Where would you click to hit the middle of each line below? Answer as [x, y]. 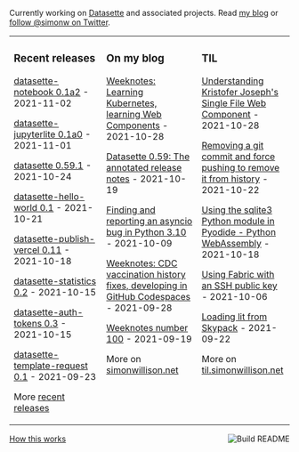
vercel [27, 250]
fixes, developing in [147, 286]
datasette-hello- [49, 197]
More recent [39, 397]
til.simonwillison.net [242, 370]
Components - [137, 125]
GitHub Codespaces [149, 296]
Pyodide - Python [239, 232]
